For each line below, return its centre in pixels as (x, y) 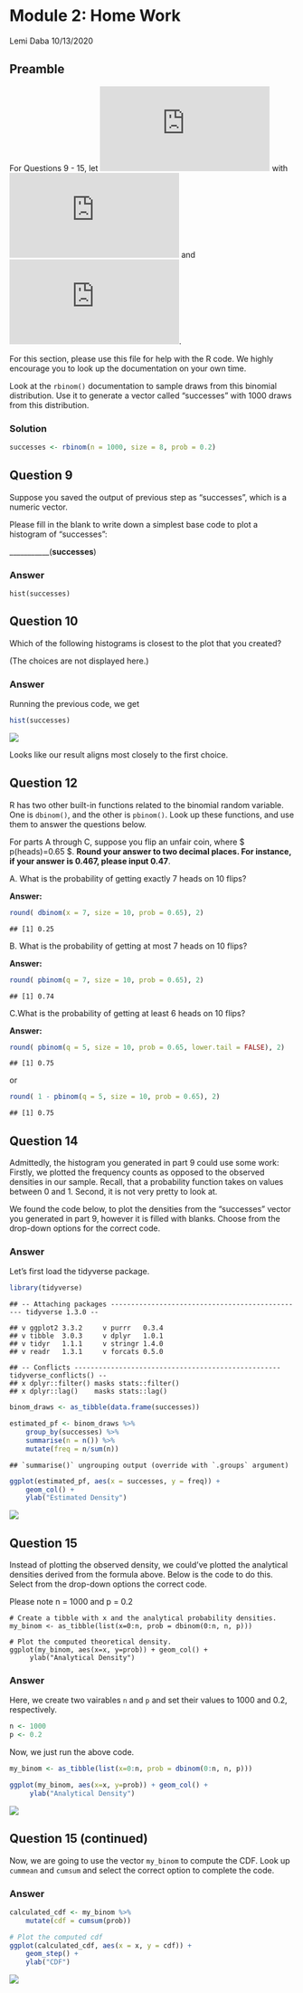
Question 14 (44, 1141)
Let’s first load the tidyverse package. (80, 1272)
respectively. (33, 1710)
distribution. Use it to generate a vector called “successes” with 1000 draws (151, 396)
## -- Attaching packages (58, 1304)
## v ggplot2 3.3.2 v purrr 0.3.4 (87, 1328)
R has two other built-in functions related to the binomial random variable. (147, 805)
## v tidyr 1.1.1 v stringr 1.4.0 (87, 1344)
